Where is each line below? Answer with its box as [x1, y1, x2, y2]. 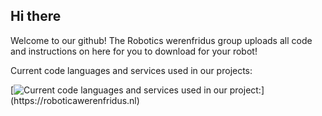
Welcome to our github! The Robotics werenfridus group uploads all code [10, 34, 313, 46]
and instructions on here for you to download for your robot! [10, 45, 258, 57]
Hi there [10, 8, 62, 25]
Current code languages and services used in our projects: [10, 64, 253, 76]
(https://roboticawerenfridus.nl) [10, 94, 140, 106]
